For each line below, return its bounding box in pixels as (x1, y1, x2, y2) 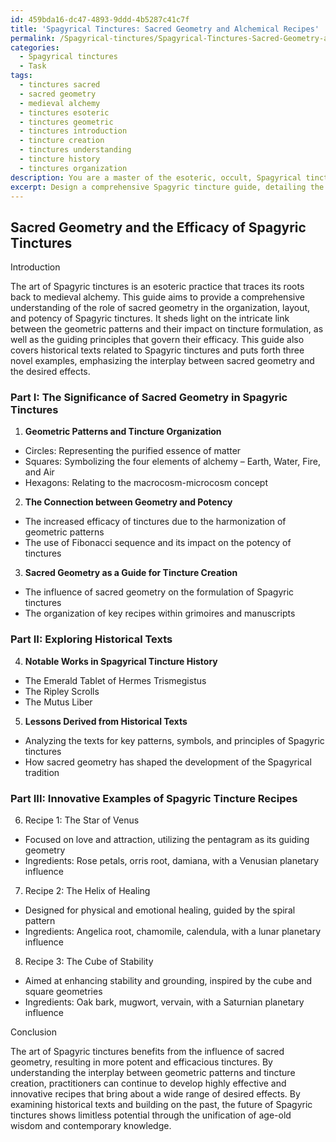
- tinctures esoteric (19, 107, 110, 118)
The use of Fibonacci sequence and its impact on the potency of (24, 537, 292, 549)
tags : (10, 71, 33, 81)
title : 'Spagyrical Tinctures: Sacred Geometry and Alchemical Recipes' (10, 24, 320, 34)
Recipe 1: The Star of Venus (24, 814, 140, 826)
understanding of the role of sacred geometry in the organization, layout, (10, 302, 311, 314)
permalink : (10, 33, 56, 43)
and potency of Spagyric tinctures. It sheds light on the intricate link (10, 312, 290, 325)
